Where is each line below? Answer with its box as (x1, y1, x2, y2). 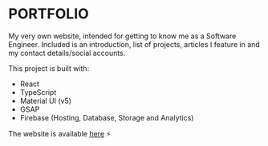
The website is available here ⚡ (8, 128, 112, 138)
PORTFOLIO (8, 5, 90, 23)
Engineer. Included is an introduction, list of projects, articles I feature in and (8, 39, 261, 49)
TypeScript (19, 87, 57, 97)
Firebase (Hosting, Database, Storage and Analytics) (19, 112, 194, 122)
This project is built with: (8, 63, 90, 73)
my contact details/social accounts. (8, 48, 126, 57)
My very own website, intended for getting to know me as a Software (8, 31, 237, 41)
